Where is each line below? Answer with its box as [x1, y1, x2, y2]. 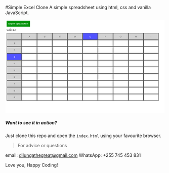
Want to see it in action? [5, 120, 57, 126]
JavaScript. [5, 10, 29, 16]
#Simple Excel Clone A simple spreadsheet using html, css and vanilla [5, 5, 151, 10]
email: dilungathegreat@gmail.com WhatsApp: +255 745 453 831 [5, 152, 141, 158]
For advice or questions [17, 142, 67, 148]
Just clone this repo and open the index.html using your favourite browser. [5, 133, 162, 139]
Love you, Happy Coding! [5, 162, 58, 168]
